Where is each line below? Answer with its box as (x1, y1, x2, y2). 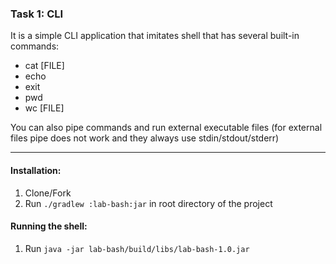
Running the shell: (10, 220, 88, 232)
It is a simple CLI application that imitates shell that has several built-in (10, 30, 300, 42)
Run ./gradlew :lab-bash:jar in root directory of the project (24, 197, 273, 209)
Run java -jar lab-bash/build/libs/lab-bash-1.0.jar (24, 242, 250, 254)
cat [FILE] (24, 60, 65, 72)
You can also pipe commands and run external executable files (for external (10, 122, 323, 134)
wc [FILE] (24, 102, 65, 114)
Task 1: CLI (10, 7, 64, 21)
